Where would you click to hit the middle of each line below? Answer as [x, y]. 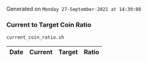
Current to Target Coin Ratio [49, 25]
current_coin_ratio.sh [35, 37]
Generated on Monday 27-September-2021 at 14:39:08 [74, 9]
